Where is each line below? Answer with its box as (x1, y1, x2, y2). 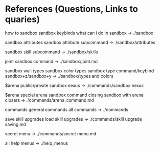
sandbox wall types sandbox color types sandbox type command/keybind (5, 67, 154, 74)
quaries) (5, 14, 40, 25)
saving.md (5, 121, 26, 127)
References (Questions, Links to (5, 3, 138, 15)
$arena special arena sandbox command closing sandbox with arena (5, 92, 144, 98)
